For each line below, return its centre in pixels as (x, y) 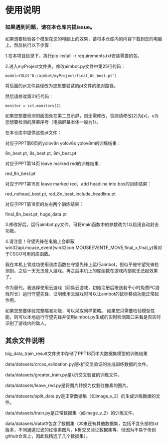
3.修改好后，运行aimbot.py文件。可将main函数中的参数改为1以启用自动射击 (82, 224)
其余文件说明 (25, 340)
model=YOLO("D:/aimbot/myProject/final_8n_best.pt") (61, 76)
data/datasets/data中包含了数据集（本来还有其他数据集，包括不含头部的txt (82, 423)
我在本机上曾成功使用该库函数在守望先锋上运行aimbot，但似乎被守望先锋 (80, 264)
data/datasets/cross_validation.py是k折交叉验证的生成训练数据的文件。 (78, 364)
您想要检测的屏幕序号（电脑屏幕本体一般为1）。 (53, 122)
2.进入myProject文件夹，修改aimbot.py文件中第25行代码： (65, 66)
